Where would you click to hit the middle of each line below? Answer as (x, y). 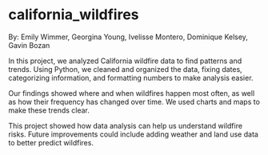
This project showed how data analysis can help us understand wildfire (125, 125)
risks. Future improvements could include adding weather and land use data (133, 134)
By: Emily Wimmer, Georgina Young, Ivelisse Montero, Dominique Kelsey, (128, 37)
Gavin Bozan (29, 45)
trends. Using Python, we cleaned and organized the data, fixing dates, (125, 69)
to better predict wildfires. (51, 142)
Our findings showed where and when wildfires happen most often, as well (132, 93)
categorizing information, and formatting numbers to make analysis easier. (131, 77)
